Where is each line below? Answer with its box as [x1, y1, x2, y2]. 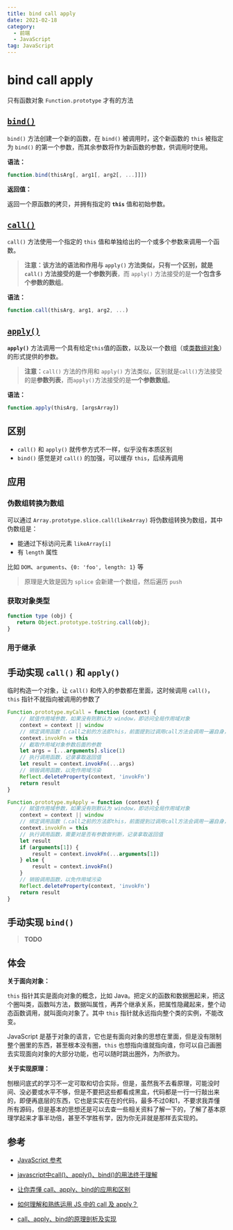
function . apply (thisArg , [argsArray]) [7, 404, 119, 411]
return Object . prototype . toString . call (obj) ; [16, 619, 150, 626]
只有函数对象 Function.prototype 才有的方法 [7, 96, 134, 104]
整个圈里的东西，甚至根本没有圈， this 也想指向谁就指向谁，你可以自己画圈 [7, 1041, 222, 1050]
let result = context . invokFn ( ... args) [19, 760, 135, 767]
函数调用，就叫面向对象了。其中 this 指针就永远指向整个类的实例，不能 [12, 1009, 218, 1017]
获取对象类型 [7, 596, 51, 606]
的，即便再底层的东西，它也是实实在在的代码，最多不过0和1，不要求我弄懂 [7, 1097, 221, 1105]
